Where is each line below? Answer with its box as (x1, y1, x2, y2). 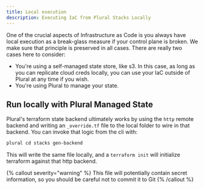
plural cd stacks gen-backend (6, 140, 83, 146)
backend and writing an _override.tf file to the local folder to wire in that (6, 122, 190, 129)
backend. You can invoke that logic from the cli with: (6, 128, 138, 136)
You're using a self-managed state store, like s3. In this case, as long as (15, 62, 195, 70)
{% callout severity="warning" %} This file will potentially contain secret (6, 170, 188, 177)
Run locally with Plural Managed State (6, 99, 153, 109)
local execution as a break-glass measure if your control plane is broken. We (6, 38, 199, 45)
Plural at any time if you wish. (15, 75, 90, 83)
